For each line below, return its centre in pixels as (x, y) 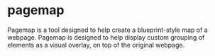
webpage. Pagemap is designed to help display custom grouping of (106, 37)
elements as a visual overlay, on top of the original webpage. (96, 45)
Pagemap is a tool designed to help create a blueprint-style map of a (107, 30)
